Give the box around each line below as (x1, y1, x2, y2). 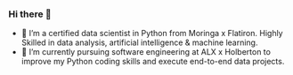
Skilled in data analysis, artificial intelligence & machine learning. (20, 37, 258, 48)
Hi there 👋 (8, 8, 53, 20)
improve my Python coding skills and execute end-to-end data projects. (20, 56, 285, 67)
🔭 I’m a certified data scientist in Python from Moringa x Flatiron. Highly (20, 28, 283, 39)
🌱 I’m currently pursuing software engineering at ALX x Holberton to (20, 47, 271, 57)
